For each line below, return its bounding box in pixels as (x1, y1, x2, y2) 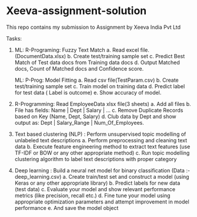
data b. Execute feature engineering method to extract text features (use (14, 143, 191, 150)
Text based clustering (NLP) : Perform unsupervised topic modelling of (14, 131, 186, 138)
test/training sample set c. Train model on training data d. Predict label (14, 82, 185, 89)
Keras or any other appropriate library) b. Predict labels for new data (14, 179, 181, 186)
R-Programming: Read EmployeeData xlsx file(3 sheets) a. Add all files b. (14, 100, 191, 107)
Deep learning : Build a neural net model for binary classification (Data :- (14, 166, 190, 174)
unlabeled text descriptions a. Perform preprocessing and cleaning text (14, 136, 188, 143)
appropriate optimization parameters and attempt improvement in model (14, 198, 189, 205)
